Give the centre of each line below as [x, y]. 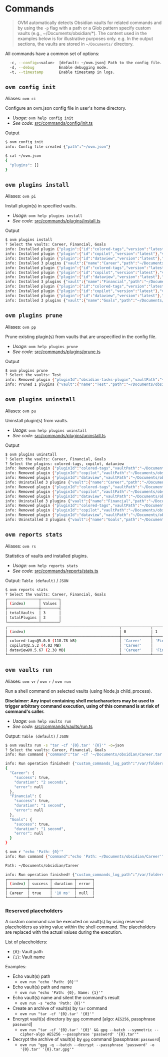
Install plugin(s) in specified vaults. [41, 206]
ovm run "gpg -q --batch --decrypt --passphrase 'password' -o [87, 1045]
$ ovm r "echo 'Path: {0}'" [34, 852]
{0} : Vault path [27, 952]
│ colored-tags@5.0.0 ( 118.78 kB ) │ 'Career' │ [79, 641]
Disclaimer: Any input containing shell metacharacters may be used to [80, 701]
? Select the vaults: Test [33, 375]
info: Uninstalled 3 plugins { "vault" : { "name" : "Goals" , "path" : [72, 520]
